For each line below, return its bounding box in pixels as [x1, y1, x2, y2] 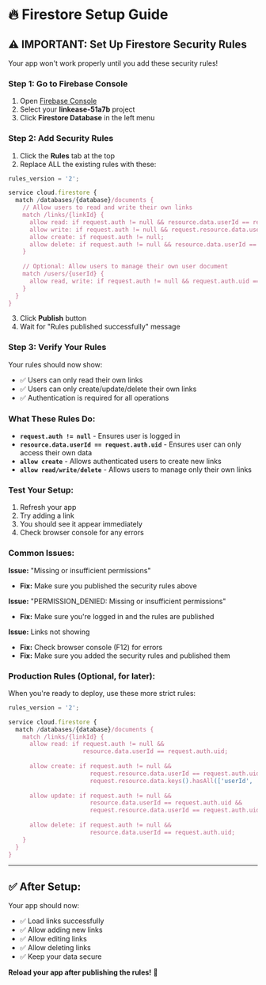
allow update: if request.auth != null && [28, 792, 172, 800]
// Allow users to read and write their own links [22, 203, 193, 211]
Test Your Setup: [8, 485, 74, 496]
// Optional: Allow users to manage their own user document [22, 263, 228, 271]
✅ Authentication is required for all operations [19, 393, 169, 402]
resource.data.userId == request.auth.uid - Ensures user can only [19, 439, 241, 449]
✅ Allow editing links [19, 934, 87, 944]
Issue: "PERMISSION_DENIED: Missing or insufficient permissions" [8, 596, 226, 606]
